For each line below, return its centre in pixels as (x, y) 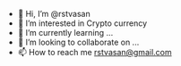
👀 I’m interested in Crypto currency (82, 23)
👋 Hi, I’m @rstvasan (54, 14)
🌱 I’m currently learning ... (65, 33)
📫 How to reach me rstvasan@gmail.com (95, 52)
